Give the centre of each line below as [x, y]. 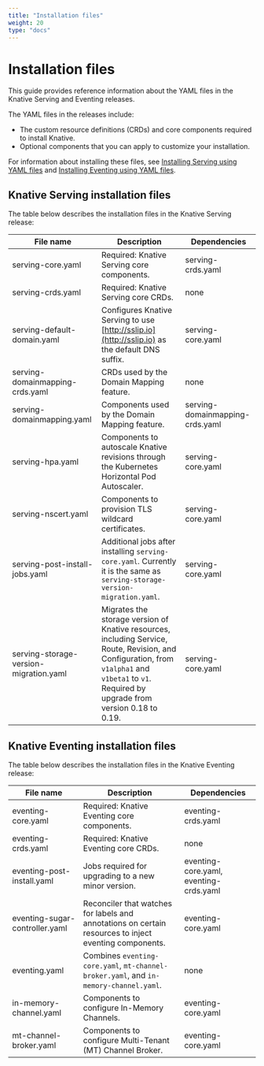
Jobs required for [115, 866]
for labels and [108, 913]
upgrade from [126, 698]
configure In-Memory [123, 1008]
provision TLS [126, 509]
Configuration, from [137, 659]
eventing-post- [41, 871]
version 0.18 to [129, 708]
